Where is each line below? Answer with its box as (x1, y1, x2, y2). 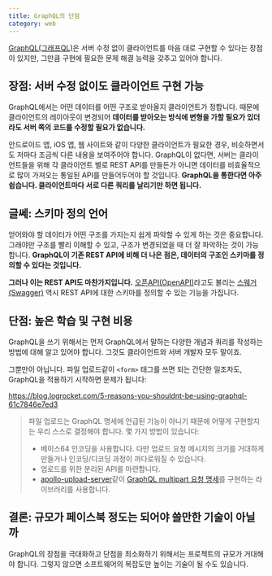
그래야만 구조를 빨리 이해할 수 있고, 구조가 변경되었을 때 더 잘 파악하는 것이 (8, 240, 244, 250)
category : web (8, 20, 57, 28)
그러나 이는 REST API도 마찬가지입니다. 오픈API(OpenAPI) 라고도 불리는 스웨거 (8, 277, 257, 287)
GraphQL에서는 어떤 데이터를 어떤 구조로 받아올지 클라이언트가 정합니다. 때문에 (8, 103, 260, 112)
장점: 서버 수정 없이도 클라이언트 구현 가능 (8, 79, 205, 93)
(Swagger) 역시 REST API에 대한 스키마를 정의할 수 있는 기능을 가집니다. (8, 288, 240, 298)
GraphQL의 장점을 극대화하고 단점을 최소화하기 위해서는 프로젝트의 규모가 (8, 548, 243, 558)
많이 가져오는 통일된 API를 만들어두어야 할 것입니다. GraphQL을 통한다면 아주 (16, 170, 262, 180)
